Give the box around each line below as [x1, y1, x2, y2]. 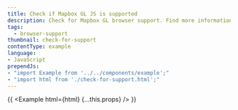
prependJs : [7, 63, 40, 70]
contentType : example [7, 43, 72, 50]
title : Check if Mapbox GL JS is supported [7, 10, 138, 18]
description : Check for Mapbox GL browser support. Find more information [7, 17, 233, 24]
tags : [7, 23, 23, 30]
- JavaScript [7, 56, 46, 63]
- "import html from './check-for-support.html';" [7, 75, 160, 83]
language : [7, 50, 37, 57]
